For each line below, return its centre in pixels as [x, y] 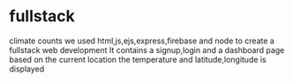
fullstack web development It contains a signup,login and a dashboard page [147, 49]
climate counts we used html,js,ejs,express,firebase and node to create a [142, 41]
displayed [27, 69]
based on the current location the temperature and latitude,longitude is [138, 59]
